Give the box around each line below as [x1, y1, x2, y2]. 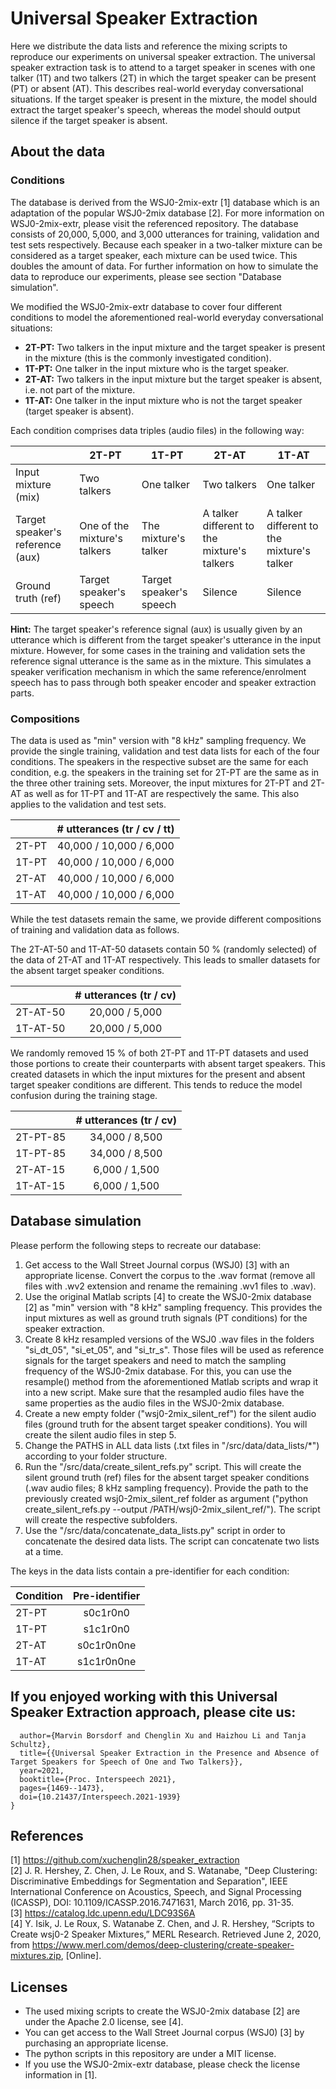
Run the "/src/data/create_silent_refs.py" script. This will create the [24, 1460, 302, 1472]
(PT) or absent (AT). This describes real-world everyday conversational [10, 82, 304, 94]
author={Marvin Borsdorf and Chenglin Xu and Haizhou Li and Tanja [19, 1730, 307, 1741]
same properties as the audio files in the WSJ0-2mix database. [24, 1397, 285, 1409]
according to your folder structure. [24, 1450, 168, 1462]
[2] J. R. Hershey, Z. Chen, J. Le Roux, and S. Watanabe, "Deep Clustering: [10, 1865, 318, 1877]
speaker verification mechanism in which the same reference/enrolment [10, 665, 307, 677]
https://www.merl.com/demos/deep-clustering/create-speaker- [31, 1939, 295, 1951]
